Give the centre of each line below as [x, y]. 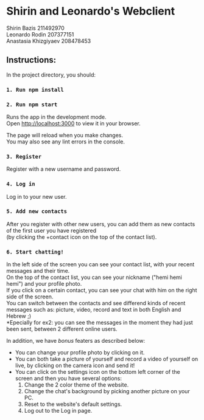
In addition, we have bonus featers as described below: [76, 341]
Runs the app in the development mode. [56, 117]
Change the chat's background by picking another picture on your [107, 391]
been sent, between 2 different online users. [62, 329]
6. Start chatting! [35, 252]
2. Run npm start [32, 104]
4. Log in [21, 184]
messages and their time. [38, 271]
